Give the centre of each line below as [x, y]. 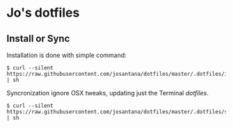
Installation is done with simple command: [66, 55]
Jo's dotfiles [43, 13]
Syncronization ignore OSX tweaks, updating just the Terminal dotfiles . [108, 93]
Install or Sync [38, 39]
